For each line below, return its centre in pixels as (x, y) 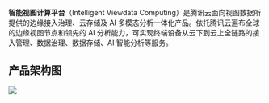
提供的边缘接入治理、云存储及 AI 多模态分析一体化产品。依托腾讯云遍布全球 (134, 23)
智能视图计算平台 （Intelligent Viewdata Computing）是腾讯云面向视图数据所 (134, 12)
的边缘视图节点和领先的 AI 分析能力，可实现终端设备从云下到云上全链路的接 (134, 33)
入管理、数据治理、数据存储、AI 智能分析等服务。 (91, 43)
